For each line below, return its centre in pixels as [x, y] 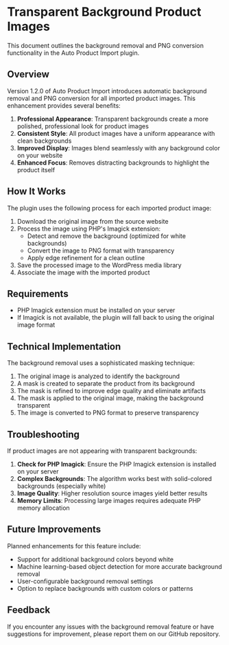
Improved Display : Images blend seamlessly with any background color [119, 148]
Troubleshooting [44, 434]
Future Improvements [54, 529]
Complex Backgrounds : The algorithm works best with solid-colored [114, 479]
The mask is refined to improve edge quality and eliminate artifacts [111, 391]
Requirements [38, 293]
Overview [28, 74]
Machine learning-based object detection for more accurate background [119, 566]
